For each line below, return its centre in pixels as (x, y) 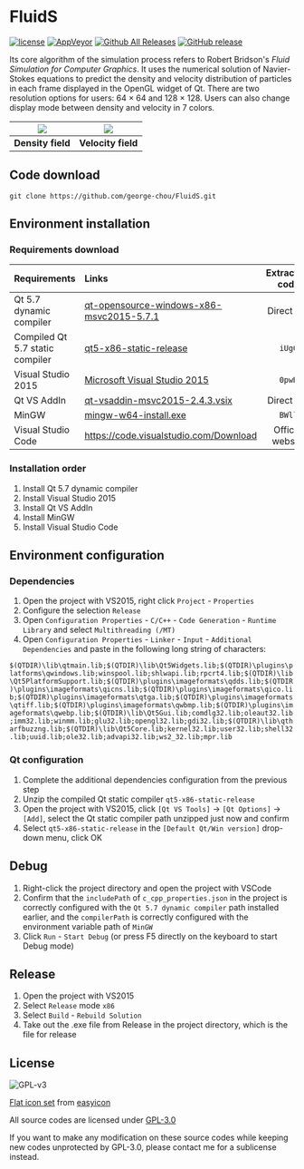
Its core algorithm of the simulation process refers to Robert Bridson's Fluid (150, 59)
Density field (42, 142)
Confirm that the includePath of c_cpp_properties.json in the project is (155, 897)
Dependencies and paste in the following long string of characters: (144, 649)
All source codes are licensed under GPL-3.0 (93, 1120)
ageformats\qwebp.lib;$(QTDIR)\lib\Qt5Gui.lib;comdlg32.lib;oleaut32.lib (152, 714)
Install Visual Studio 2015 (69, 498)
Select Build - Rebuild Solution (82, 1015)
